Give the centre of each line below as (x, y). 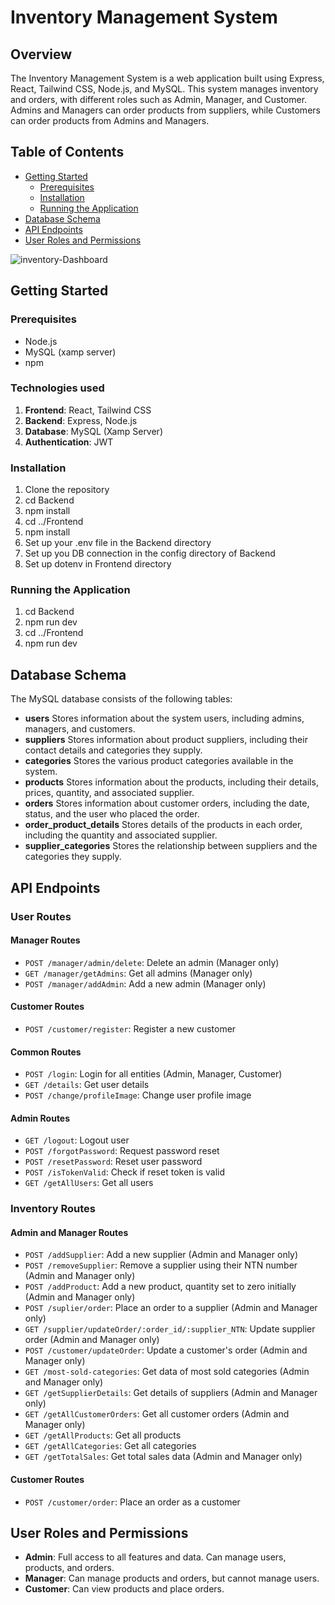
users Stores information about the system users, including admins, (164, 718)
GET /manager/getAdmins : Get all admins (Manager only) (138, 973)
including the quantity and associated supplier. (121, 835)
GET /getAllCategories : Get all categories (110, 1446)
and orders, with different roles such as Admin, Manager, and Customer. (159, 99)
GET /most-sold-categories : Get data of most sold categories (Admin (167, 1372)
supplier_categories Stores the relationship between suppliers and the (171, 846)
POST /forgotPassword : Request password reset (122, 1151)
